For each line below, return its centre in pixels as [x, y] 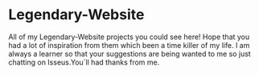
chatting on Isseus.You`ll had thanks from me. [84, 62]
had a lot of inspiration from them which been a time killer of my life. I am [129, 45]
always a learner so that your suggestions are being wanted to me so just [129, 53]
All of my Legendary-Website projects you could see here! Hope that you [129, 37]
